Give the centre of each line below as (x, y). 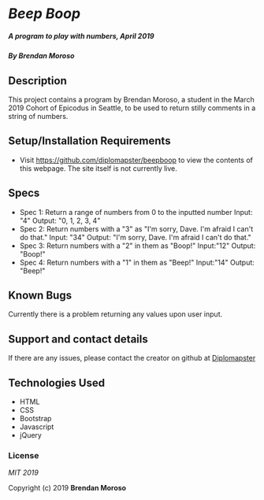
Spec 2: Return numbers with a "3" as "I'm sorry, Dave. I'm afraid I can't (136, 228)
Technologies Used (56, 383)
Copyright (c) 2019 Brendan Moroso (67, 488)
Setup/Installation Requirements (89, 141)
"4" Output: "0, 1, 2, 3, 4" (60, 220)
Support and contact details (78, 339)
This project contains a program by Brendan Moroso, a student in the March (131, 99)
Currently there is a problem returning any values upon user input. (115, 314)
